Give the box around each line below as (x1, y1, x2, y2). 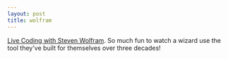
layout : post (7, 10, 46, 18)
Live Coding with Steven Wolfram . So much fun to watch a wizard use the (7, 36, 221, 44)
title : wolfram (7, 17, 52, 24)
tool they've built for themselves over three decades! (7, 44, 161, 52)
